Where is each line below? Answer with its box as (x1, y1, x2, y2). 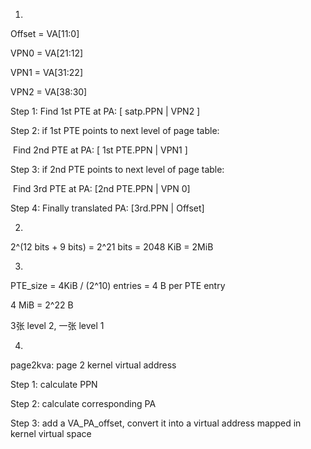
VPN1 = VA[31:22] (10, 67, 84, 78)
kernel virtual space (10, 428, 92, 439)
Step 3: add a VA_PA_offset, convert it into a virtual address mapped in (10, 417, 302, 429)
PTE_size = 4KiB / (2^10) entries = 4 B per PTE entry (10, 280, 226, 291)
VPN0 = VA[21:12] (10, 47, 84, 59)
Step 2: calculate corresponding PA (10, 398, 157, 409)
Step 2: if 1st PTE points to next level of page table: (10, 125, 220, 136)
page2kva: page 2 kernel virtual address (10, 359, 177, 371)
